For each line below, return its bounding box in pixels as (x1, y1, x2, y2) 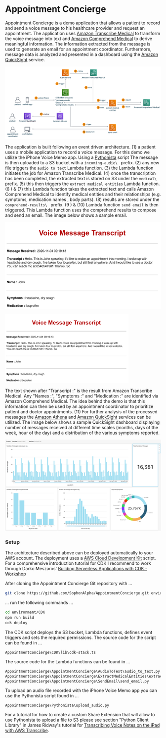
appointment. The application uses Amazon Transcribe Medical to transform (5, 30, 161, 36)
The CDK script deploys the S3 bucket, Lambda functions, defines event (5, 629, 153, 635)
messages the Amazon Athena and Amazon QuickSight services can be (5, 414, 151, 420)
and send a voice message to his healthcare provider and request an (5, 25, 145, 31)
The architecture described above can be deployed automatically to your (5, 550, 153, 556)
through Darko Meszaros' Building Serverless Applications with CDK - (5, 566, 147, 572)
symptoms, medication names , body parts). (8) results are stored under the (5, 197, 160, 202)
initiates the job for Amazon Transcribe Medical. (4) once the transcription (5, 170, 156, 176)
